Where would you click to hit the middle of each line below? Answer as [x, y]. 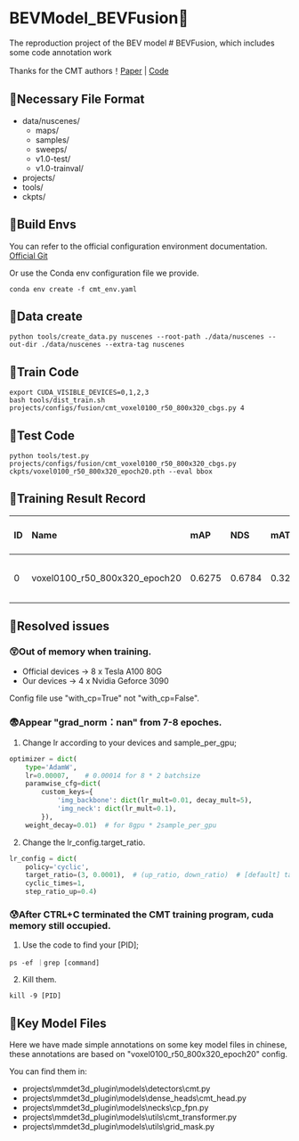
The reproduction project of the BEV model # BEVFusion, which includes [142, 43]
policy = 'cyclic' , [57, 867]
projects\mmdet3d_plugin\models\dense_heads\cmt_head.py [134, 1098]
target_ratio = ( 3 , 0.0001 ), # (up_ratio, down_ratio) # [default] [153, 875]
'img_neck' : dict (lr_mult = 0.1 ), [117, 809]
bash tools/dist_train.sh [57, 400]
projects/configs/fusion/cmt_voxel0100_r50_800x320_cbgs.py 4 [127, 408]
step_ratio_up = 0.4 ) [61, 892]
